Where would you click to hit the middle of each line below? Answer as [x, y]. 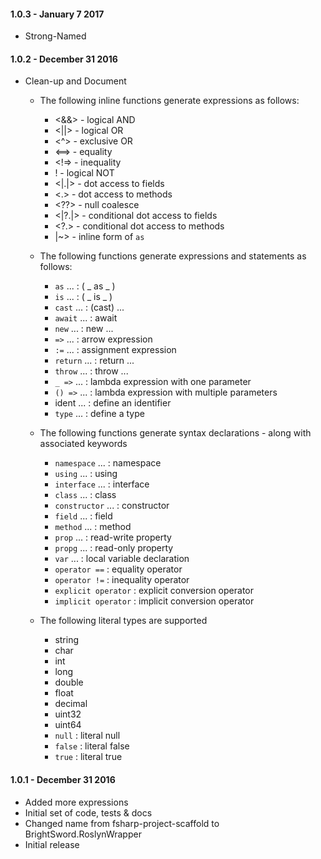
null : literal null [87, 736]
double [69, 682]
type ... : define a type [99, 414]
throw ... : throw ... [91, 371]
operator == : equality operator [118, 569]
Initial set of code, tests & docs [88, 812]
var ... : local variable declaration [122, 559]
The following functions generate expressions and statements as [173, 256]
